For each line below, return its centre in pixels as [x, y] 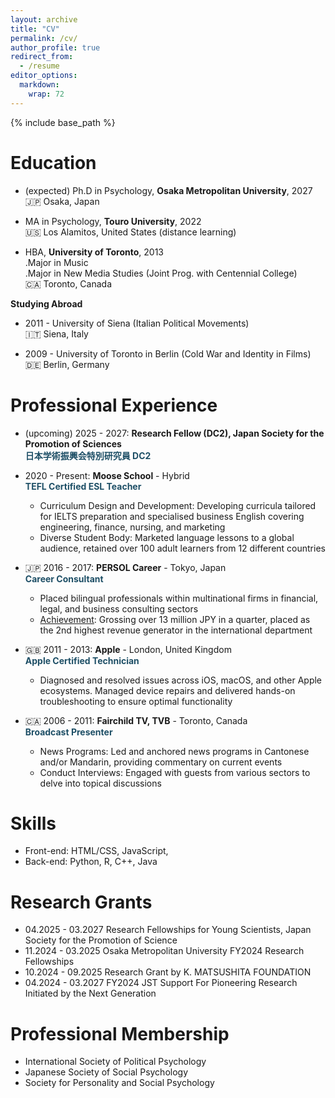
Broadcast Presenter [68, 732]
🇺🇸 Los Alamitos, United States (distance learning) [130, 232]
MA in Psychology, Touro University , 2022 [113, 221]
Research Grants [81, 902]
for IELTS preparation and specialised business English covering [172, 516]
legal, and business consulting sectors [119, 608]
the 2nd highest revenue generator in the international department [176, 630]
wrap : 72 [46, 94]
